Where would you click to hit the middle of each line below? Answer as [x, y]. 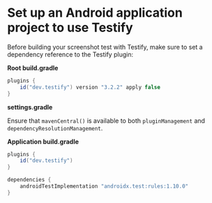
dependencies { [29, 180]
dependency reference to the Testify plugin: [70, 54]
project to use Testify [70, 28]
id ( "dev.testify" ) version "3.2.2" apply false [90, 87]
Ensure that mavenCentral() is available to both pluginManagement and [106, 121]
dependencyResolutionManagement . [55, 128]
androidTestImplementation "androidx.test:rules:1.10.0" [104, 186]
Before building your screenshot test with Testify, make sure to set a [105, 47]
